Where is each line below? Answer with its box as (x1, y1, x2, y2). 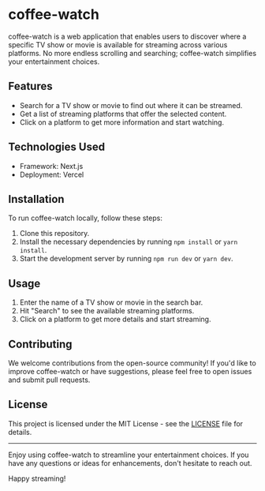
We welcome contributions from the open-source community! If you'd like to (8, 358, 256, 368)
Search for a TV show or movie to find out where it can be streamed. (19, 100, 243, 110)
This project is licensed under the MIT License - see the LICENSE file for (8, 418, 243, 428)
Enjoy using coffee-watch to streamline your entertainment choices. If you (8, 450, 249, 459)
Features (8, 80, 53, 93)
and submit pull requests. (8, 375, 91, 384)
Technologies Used (8, 141, 105, 154)
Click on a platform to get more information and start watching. (19, 117, 225, 127)
